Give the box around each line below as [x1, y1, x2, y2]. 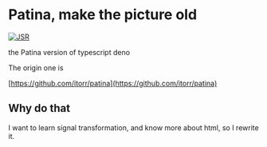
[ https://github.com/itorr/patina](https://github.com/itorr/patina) [8, 78, 218, 88]
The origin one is [8, 62, 64, 73]
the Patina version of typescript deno [8, 47, 130, 57]
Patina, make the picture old [8, 6, 198, 24]
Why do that [8, 101, 70, 115]
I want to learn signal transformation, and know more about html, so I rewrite [8, 122, 259, 133]
